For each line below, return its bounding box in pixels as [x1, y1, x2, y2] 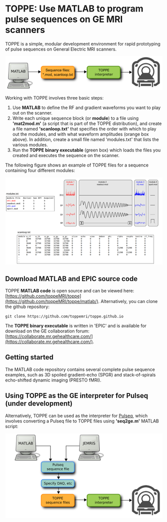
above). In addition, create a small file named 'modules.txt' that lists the [12, 136, 159, 142]
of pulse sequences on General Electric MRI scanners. [5, 46, 117, 52]
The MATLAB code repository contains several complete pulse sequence [5, 366, 156, 372]
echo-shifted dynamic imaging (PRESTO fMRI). [5, 377, 102, 383]
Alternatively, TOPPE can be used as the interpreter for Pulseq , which [5, 412, 148, 418]
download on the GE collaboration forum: [5, 328, 90, 334]
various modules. [12, 142, 48, 148]
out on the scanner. [12, 110, 53, 116]
